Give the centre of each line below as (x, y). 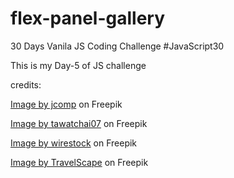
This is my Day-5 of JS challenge (78, 65)
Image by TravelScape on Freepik (79, 162)
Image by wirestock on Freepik (74, 143)
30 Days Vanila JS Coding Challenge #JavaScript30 (117, 46)
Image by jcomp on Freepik (66, 104)
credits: (26, 84)
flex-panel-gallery (88, 18)
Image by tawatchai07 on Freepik (79, 123)
